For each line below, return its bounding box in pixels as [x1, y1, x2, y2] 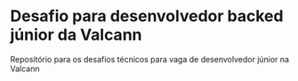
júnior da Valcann [10, 25, 142, 45]
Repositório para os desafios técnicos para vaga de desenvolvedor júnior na [10, 54, 290, 64]
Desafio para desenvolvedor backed [10, 6, 284, 26]
